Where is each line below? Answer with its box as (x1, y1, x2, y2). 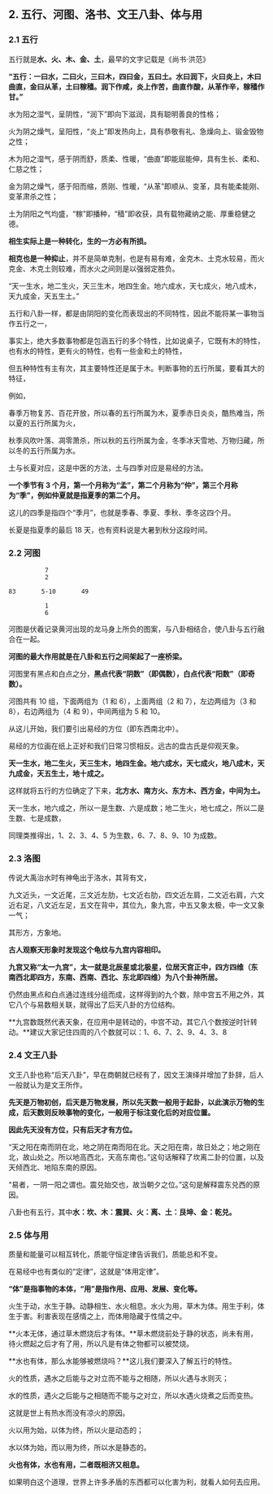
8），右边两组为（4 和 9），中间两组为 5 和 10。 (8, 706, 165, 716)
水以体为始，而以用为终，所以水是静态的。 (8, 1442, 151, 1452)
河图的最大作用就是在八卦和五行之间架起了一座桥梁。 (8, 651, 187, 661)
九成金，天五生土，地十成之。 (8, 768, 108, 778)
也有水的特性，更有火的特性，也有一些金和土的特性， (8, 346, 187, 355)
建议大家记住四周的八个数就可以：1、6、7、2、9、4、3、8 (29, 1027, 227, 1037)
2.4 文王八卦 (8, 1050, 58, 1061)
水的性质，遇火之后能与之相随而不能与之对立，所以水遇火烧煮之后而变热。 (8, 1390, 258, 1400)
